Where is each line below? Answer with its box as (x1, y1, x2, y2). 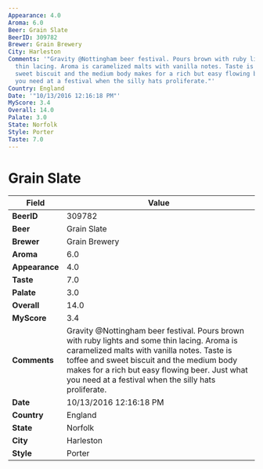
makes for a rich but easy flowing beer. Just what (66, 365, 248, 376)
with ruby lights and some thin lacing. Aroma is (66, 335, 238, 346)
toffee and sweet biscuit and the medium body (66, 354, 237, 365)
